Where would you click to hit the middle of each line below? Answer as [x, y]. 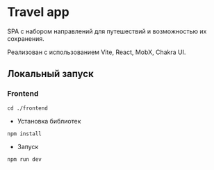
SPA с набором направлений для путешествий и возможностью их [107, 31]
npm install [24, 134]
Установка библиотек [49, 121]
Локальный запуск [50, 74]
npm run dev [24, 159]
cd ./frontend [28, 108]
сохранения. [26, 38]
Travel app [38, 12]
